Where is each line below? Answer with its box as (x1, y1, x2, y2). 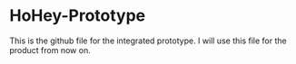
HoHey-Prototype (9, 5, 146, 26)
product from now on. (9, 44, 91, 55)
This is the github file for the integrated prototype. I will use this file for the (9, 35, 288, 46)
